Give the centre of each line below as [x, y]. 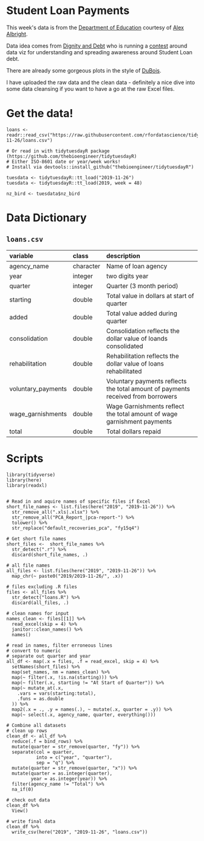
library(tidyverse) [31, 475]
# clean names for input [38, 613]
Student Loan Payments [68, 11]
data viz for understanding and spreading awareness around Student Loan [100, 52]
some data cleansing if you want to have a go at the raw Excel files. [90, 88]
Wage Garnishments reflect [145, 406]
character [87, 266]
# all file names [28, 565]
